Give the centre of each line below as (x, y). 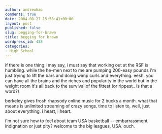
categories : (17, 46)
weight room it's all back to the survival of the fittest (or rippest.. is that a (79, 86)
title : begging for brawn (32, 37)
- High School (20, 51)
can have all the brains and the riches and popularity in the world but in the (81, 81)
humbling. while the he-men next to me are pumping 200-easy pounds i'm (81, 70)
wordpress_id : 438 (24, 42)
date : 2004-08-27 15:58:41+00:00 (39, 19)
